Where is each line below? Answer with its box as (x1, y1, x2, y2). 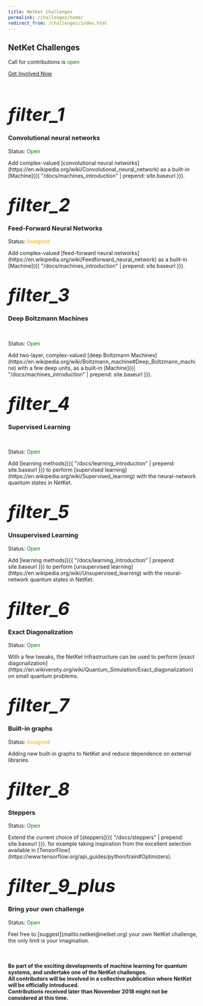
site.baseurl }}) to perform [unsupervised (8, 563, 110, 570)
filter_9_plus (8, 874, 116, 897)
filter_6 (8, 596, 70, 620)
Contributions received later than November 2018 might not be (8, 988, 168, 995)
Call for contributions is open (8, 59, 80, 66)
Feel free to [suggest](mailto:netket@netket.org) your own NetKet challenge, (8, 930, 198, 938)
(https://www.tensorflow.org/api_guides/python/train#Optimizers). (8, 853, 172, 860)
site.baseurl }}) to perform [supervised (8, 466, 104, 473)
